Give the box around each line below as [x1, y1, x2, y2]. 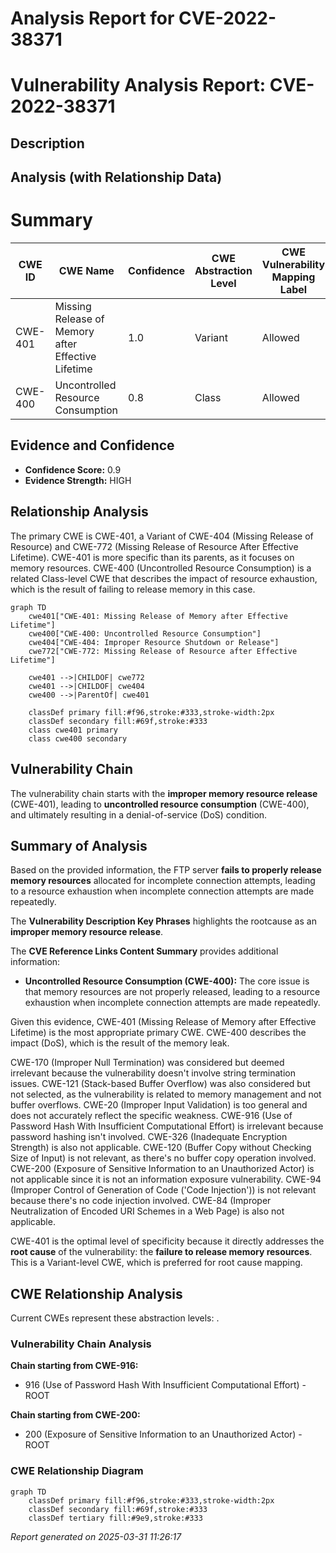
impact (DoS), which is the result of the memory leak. [10, 1037, 230, 1049]
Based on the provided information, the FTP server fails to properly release [10, 864, 322, 876]
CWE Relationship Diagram [10, 1464, 144, 1478]
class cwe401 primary [28, 725, 118, 735]
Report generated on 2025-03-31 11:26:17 [10, 1530, 182, 1542]
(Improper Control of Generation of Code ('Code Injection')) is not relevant [10, 1184, 317, 1196]
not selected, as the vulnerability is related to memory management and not [10, 1088, 322, 1101]
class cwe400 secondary [28, 733, 128, 744]
